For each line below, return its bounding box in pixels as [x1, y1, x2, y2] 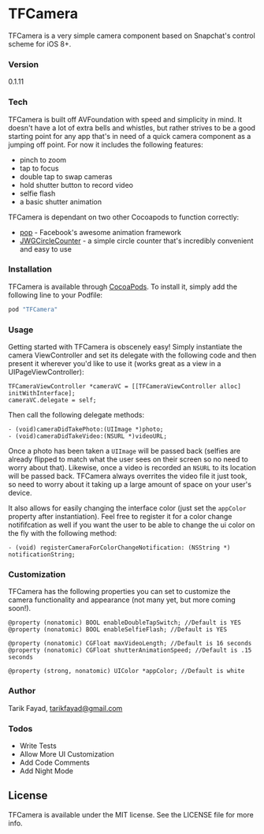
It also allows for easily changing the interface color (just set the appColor [8, 503, 247, 513]
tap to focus [19, 163, 59, 173]
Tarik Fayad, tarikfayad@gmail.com [8, 703, 123, 712]
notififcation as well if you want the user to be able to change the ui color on [8, 520, 255, 529]
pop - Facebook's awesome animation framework [19, 227, 182, 237]
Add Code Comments [19, 757, 91, 767]
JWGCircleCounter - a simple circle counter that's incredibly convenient [19, 236, 254, 245]
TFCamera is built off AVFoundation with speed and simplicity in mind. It [8, 114, 243, 124]
